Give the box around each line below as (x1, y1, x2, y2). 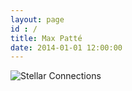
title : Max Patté (10, 33, 83, 43)
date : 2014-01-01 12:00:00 (10, 42, 123, 53)
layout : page (10, 14, 65, 25)
